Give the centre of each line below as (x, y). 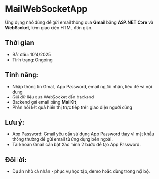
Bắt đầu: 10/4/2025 (31, 54)
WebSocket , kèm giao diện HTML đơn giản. (49, 27)
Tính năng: (22, 75)
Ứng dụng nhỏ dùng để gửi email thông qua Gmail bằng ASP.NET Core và (79, 22)
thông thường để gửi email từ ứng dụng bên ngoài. (62, 139)
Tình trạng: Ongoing (32, 60)
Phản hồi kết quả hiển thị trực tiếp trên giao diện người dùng (72, 107)
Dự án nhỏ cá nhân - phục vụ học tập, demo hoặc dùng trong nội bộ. (81, 171)
